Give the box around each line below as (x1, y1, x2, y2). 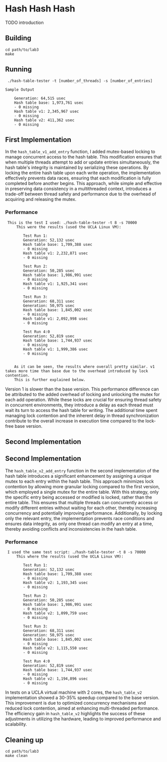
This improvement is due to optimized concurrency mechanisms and (5, 700, 146, 706)
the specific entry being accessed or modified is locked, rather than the (5, 494, 153, 500)
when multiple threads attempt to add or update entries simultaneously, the (5, 159, 160, 165)
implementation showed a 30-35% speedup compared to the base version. (5, 695, 160, 701)
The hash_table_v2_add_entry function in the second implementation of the (5, 467, 160, 474)
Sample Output (5, 87, 35, 92)
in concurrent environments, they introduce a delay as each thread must (5, 402, 154, 408)
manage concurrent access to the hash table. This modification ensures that (5, 154, 162, 160)
